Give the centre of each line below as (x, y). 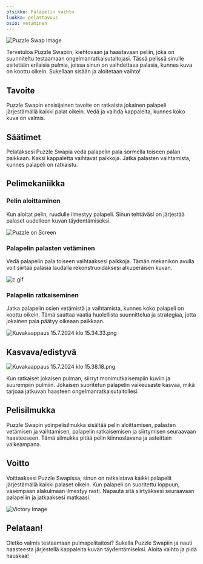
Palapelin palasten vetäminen (51, 248)
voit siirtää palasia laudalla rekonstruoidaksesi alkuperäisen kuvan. (89, 267)
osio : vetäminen (27, 23)
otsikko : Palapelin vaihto (40, 12)
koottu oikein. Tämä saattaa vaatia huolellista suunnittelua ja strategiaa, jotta (101, 315)
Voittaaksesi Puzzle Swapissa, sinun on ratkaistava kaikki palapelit (89, 478)
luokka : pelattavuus (32, 18)
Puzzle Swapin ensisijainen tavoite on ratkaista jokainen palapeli (86, 105)
